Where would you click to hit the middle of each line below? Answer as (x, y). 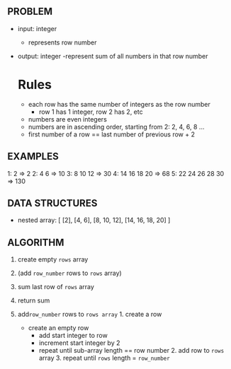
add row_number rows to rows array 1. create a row (90, 315)
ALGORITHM (36, 242)
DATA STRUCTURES (52, 203)
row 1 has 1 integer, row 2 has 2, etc (91, 112)
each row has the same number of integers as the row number (119, 104)
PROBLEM (30, 12)
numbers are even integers (68, 119)
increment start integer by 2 (79, 343)
